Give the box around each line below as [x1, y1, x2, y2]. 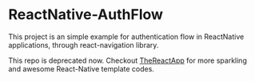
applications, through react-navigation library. [8, 40, 159, 49]
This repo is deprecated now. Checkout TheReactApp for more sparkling [8, 56, 248, 65]
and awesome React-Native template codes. [8, 64, 154, 73]
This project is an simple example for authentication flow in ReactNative [8, 32, 245, 41]
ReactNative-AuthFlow [8, 6, 164, 24]
